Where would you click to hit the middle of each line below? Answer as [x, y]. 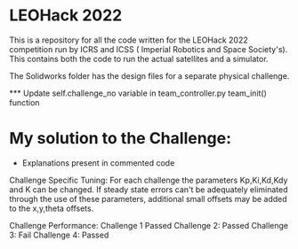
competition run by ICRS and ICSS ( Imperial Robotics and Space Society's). [149, 49]
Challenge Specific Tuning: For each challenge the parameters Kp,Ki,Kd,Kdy [149, 180]
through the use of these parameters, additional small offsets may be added [148, 198]
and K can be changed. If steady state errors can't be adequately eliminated [149, 189]
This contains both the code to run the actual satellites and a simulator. [139, 58]
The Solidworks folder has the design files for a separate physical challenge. [149, 75]
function [24, 102]
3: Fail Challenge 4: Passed [59, 235]
